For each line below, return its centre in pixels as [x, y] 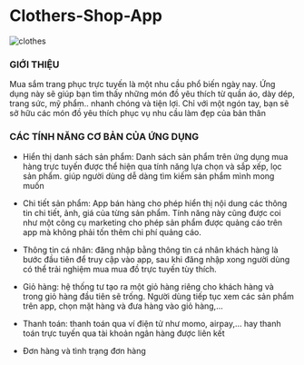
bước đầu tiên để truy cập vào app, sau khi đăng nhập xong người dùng [156, 259]
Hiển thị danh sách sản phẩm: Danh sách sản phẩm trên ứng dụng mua [155, 156]
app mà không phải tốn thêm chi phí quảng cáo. [112, 232]
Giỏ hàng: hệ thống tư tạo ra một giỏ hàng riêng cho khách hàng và [148, 286]
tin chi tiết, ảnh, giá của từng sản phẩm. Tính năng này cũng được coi [152, 212]
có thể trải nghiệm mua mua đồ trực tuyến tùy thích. [120, 269]
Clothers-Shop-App [86, 16]
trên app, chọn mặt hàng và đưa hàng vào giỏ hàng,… [123, 306]
